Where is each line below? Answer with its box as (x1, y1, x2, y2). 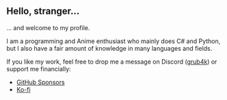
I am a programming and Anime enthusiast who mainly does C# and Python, (6, 37, 221, 45)
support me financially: (6, 64, 71, 73)
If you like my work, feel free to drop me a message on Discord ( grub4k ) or (6, 58, 217, 66)
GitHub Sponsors (16, 78, 66, 86)
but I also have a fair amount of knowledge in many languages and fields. (6, 44, 213, 52)
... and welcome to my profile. (6, 23, 90, 32)
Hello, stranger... (6, 5, 80, 17)
